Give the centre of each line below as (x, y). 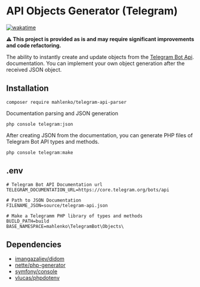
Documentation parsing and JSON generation (62, 113)
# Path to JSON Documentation (44, 200)
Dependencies (34, 244)
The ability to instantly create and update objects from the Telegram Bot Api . (100, 57)
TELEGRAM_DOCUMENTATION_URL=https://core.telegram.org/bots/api (88, 190)
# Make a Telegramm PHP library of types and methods (75, 216)
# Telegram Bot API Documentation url (54, 184)
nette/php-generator (40, 265)
